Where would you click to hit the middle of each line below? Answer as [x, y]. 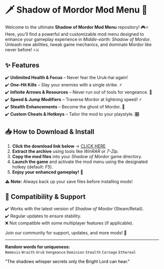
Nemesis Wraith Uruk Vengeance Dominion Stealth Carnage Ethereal [71, 252]
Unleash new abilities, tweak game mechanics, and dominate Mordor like [79, 44]
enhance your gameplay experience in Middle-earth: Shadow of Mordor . [78, 39]
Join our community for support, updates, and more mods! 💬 [66, 233]
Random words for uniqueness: [38, 247]
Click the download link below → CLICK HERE [59, 146]
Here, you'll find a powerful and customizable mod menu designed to [74, 34]
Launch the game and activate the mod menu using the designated [80, 162]
